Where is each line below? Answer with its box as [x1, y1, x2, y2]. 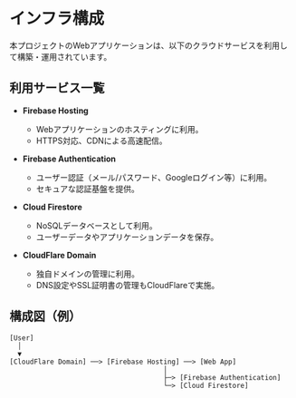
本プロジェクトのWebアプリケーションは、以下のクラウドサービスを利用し [9, 40, 288, 51]
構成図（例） [9, 309, 81, 325]
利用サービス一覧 [9, 81, 105, 96]
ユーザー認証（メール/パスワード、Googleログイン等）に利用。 [35, 171, 272, 182]
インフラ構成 [9, 8, 105, 29]
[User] [9, 333, 34, 343]
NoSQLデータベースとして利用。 [35, 219, 158, 231]
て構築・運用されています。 [9, 51, 112, 62]
